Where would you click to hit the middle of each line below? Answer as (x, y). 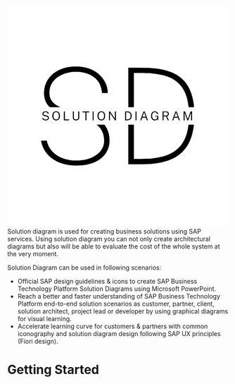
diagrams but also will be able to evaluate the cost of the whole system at (114, 246)
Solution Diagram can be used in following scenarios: (84, 268)
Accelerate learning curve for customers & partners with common (113, 326)
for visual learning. (44, 319)
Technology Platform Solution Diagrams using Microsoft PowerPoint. (117, 289)
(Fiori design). (38, 341)
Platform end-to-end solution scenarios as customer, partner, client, (116, 304)
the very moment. (33, 254)
